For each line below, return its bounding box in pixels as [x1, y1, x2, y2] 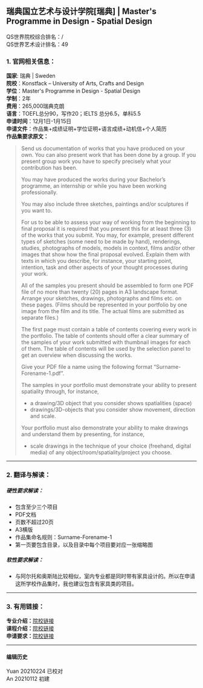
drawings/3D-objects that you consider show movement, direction [30, 406, 196, 414]
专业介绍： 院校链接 [6, 617, 54, 624]
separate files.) [21, 314, 59, 322]
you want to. [21, 207, 53, 214]
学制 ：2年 [6, 95, 31, 102]
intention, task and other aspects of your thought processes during [21, 263, 188, 271]
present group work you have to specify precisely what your [21, 157, 172, 165]
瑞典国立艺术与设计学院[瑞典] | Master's [6, 6, 157, 17]
